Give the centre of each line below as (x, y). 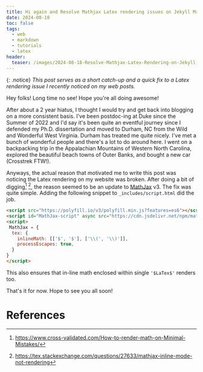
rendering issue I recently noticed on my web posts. (71, 86)
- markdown (25, 40)
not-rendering (32, 362)
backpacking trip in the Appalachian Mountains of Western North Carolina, (99, 148)
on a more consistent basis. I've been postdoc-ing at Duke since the (91, 116)
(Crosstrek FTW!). (29, 161)
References (36, 315)
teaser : (21, 62)
